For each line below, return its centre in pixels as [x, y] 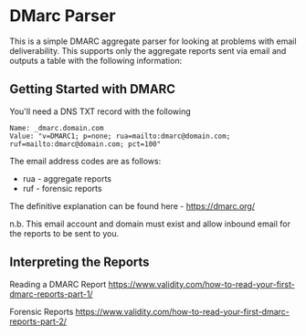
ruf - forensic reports [62, 188]
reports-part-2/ [38, 321]
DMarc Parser [63, 16]
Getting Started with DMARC [93, 89]
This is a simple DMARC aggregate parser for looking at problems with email [153, 41]
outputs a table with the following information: [96, 60]
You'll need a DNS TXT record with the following [100, 111]
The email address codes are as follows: [85, 161]
